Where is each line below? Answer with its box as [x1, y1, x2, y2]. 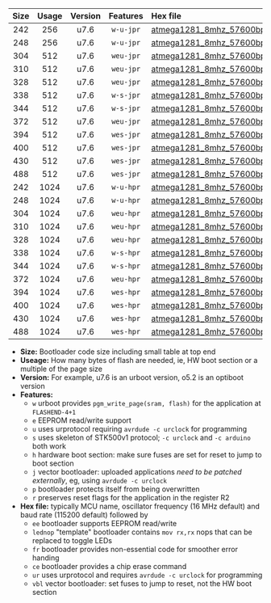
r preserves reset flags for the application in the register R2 [31, 493, 230, 502]
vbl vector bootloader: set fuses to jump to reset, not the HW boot [31, 579, 252, 588]
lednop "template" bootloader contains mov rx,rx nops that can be [31, 527, 252, 537]
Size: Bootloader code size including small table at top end [19, 347, 216, 356]
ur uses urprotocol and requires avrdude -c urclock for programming [31, 570, 263, 580]
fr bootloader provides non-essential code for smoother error [31, 545, 238, 554]
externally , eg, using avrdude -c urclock [31, 476, 168, 485]
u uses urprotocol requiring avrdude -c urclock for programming [31, 424, 248, 433]
